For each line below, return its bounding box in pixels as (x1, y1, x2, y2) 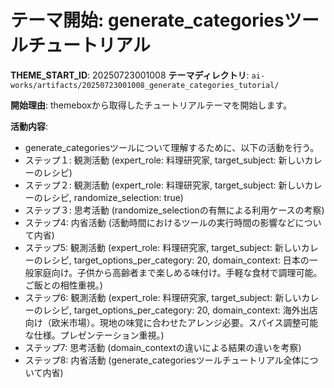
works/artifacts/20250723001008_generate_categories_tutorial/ (10, 80, 280, 90)
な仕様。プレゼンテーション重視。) (24, 329, 165, 341)
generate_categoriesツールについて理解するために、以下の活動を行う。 (24, 141, 320, 153)
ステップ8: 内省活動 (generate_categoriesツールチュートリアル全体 (24, 354, 302, 366)
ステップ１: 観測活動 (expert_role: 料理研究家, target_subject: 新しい (24, 154, 305, 166)
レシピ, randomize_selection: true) (42, 191, 184, 203)
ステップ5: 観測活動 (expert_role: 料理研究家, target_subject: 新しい (24, 241, 302, 253)
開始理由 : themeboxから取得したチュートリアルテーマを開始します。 (10, 99, 293, 111)
